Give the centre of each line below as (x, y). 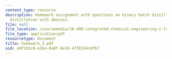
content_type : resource (31, 10)
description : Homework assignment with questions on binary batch (78, 15)
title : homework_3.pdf (29, 44)
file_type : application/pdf (35, 34)
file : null (17, 24)
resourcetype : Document (31, 39)
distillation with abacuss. (40, 19)
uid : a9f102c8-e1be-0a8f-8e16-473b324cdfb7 (52, 48)
